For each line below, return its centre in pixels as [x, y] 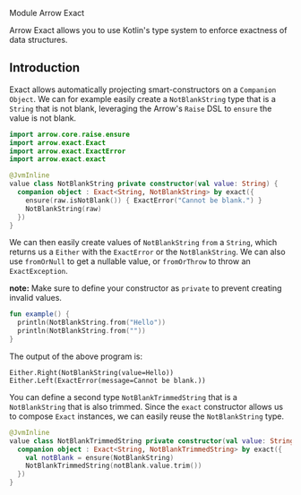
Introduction [45, 68]
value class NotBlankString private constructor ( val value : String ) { [144, 184]
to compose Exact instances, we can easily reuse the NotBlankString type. [147, 416]
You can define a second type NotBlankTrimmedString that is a [123, 397]
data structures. [39, 40]
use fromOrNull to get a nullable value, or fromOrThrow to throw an [130, 261]
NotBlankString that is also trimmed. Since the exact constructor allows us [146, 406]
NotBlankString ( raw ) [64, 209]
